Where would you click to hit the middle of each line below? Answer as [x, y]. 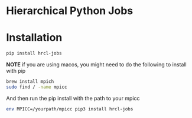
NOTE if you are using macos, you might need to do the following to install [97, 65]
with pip [16, 71]
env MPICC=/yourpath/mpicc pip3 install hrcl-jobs [70, 109]
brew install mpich [30, 82]
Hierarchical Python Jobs [70, 11]
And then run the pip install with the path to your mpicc [73, 98]
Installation [34, 38]
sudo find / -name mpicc [37, 87]
